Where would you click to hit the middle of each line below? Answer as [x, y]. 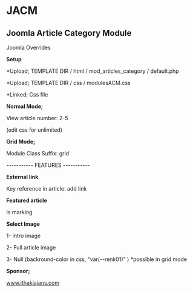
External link [22, 177]
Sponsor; [18, 271]
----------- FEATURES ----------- [48, 165]
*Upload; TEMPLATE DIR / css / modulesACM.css [69, 83]
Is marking [19, 212]
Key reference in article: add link [47, 188]
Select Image [23, 224]
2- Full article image [31, 247]
